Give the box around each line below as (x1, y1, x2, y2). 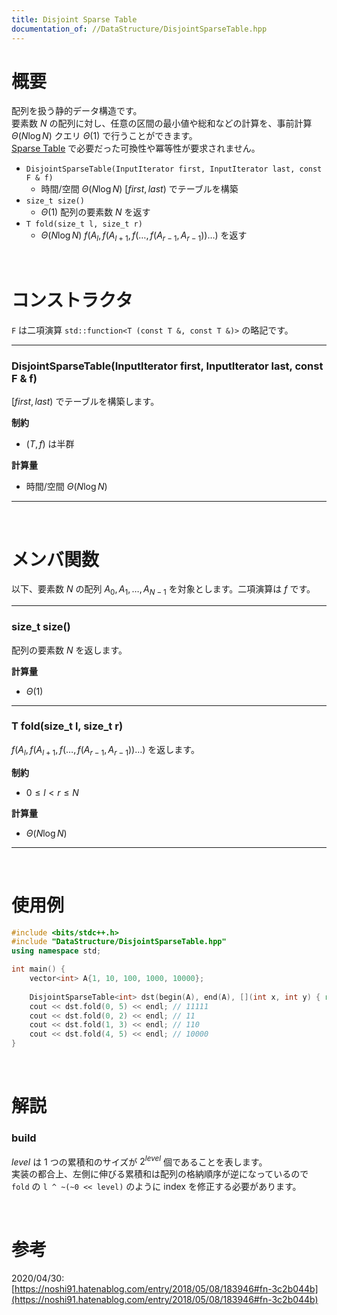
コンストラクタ (11, 289, 134, 312)
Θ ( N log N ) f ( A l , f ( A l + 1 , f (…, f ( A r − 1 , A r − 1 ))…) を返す (40, 229, 248, 244)
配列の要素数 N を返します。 (11, 644, 128, 656)
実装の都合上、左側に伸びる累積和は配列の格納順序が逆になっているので (11, 1168, 309, 1180)
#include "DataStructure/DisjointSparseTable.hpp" (11, 937, 227, 947)
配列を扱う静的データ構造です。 (11, 105, 143, 117)
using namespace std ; (11, 946, 102, 956)
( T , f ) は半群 (25, 438, 75, 450)
